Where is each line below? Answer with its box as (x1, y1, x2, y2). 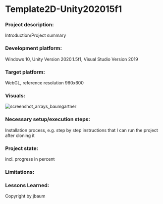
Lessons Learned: (5, 182, 50, 189)
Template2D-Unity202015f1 (5, 3, 122, 15)
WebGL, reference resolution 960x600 (5, 80, 84, 86)
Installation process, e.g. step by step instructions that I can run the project (5, 127, 159, 133)
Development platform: (5, 45, 62, 52)
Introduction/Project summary (5, 32, 66, 38)
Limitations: (5, 168, 35, 175)
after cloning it (5, 133, 35, 138)
